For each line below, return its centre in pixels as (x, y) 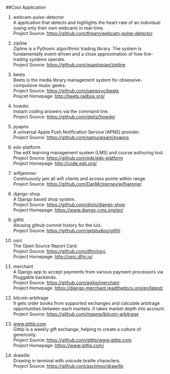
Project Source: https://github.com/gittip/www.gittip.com (72, 340)
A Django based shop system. (44, 199)
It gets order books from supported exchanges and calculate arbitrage (86, 303)
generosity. (25, 335)
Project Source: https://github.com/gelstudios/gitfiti (67, 231)
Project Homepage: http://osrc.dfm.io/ (53, 257)
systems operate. (47, 59)
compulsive (25, 85)
